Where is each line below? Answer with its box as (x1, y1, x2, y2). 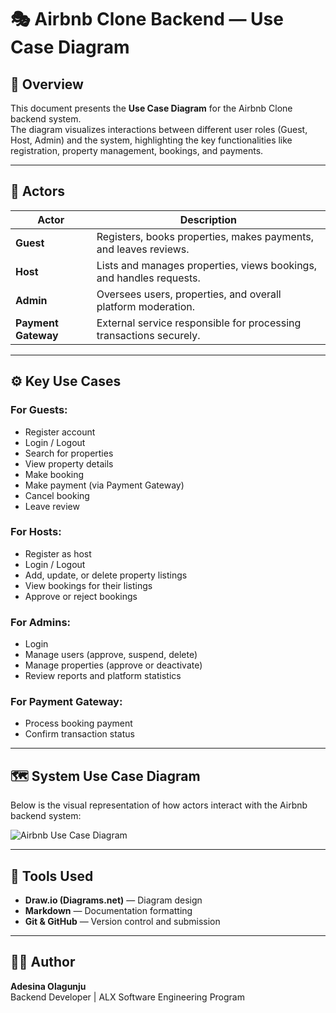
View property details (24, 457, 114, 470)
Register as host (24, 547, 92, 560)
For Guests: (10, 403, 68, 417)
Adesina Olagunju (10, 980, 87, 992)
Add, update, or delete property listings (24, 569, 188, 581)
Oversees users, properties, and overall (96, 287, 282, 301)
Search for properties (24, 447, 114, 459)
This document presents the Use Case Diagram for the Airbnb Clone (10, 102, 293, 114)
